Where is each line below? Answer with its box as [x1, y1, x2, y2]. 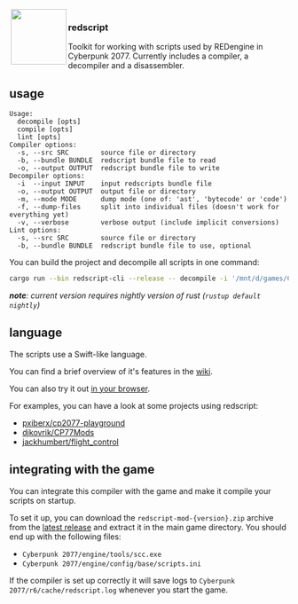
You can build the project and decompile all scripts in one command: [9, 257, 260, 268]
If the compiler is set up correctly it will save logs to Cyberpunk [9, 575, 235, 585]
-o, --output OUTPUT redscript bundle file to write [17, 164, 220, 173]
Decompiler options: [9, 172, 86, 181]
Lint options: [9, 226, 62, 235]
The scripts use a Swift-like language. [9, 349, 148, 359]
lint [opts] [17, 133, 62, 142]
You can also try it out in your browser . [9, 383, 151, 394]
